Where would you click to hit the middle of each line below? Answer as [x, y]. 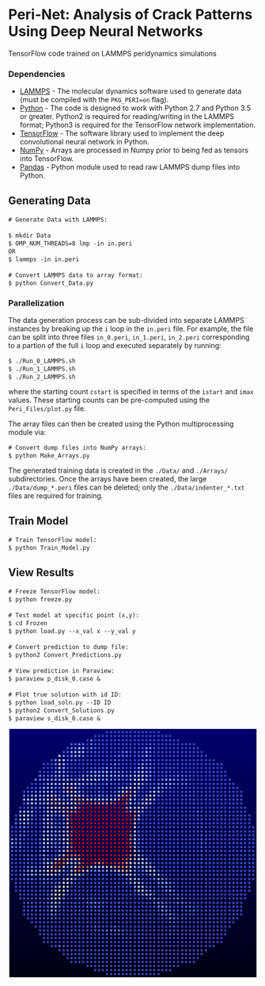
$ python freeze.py [40, 599]
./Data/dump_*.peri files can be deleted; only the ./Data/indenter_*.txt [127, 487]
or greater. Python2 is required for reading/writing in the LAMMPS [127, 117]
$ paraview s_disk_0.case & [55, 718]
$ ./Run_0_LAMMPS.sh [42, 361]
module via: [27, 432]
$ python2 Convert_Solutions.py [61, 710]
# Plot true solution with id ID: [65, 694]
